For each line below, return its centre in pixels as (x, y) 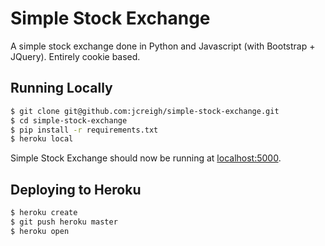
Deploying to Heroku (76, 189)
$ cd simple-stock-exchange (69, 120)
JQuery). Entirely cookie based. (75, 56)
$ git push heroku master (64, 222)
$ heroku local (42, 139)
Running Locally (61, 88)
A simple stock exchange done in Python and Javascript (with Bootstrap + (163, 46)
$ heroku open (40, 231)
